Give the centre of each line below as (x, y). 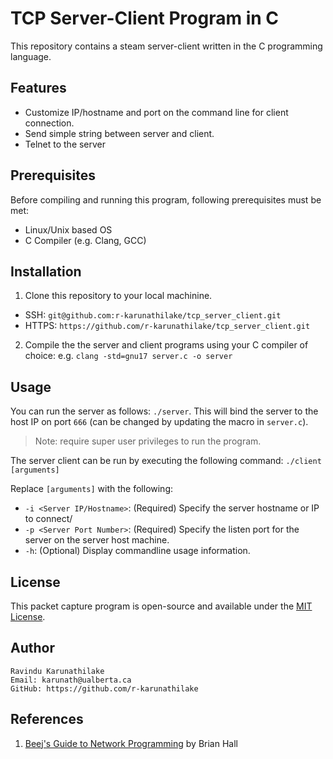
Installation (46, 271)
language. (31, 56)
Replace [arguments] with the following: (92, 489)
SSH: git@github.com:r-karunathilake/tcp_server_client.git (153, 315)
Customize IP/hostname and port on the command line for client (156, 112)
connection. (49, 123)
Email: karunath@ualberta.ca (71, 680)
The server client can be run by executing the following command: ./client (166, 461)
